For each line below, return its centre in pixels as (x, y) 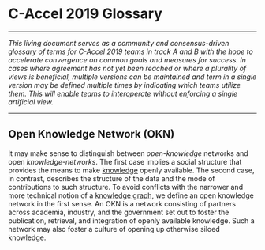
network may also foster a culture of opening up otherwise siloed (114, 229)
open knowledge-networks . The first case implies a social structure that (125, 161)
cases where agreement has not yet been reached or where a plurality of (127, 68)
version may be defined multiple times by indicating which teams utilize (125, 85)
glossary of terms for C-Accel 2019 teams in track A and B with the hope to (131, 51)
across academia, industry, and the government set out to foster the (119, 212)
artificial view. (31, 102)
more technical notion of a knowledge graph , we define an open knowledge (131, 195)
